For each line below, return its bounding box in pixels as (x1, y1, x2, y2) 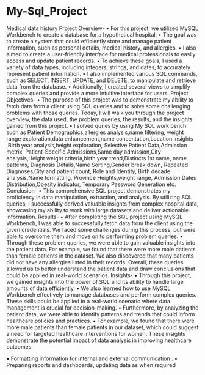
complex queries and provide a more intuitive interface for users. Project (6, 89, 189, 97)
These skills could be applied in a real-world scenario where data (6, 297, 171, 305)
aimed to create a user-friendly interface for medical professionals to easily (6, 50, 196, 58)
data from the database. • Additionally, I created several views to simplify (6, 83, 190, 90)
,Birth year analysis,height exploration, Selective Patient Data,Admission (6, 141, 187, 149)
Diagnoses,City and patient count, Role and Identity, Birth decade (6, 167, 171, 175)
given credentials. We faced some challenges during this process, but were (6, 226, 196, 233)
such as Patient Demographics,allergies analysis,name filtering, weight (6, 128, 184, 136)
